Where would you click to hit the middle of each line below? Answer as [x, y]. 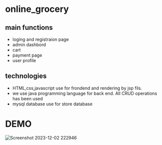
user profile [24, 60]
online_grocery [37, 9]
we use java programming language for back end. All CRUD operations [85, 93]
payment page [27, 55]
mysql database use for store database [52, 104]
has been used [28, 98]
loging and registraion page [40, 39]
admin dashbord [29, 45]
